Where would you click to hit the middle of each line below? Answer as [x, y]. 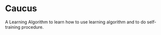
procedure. [33, 27]
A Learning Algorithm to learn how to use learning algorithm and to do [75, 22]
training [13, 27]
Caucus [21, 9]
